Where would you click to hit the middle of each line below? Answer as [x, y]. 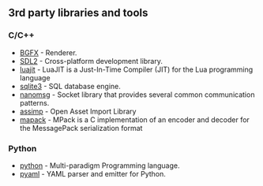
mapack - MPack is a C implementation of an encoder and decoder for [135, 119]
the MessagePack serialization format [81, 128]
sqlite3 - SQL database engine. [70, 86]
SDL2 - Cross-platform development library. [91, 61]
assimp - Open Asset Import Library [78, 111]
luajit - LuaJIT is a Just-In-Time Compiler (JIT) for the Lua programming [136, 69]
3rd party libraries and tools [78, 13]
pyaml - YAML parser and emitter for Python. [92, 173]
